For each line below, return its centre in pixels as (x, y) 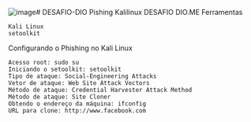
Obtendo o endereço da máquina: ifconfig (77, 104)
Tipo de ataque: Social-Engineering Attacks (82, 76)
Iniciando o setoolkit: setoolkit (65, 69)
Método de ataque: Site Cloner (60, 97)
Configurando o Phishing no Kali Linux (70, 48)
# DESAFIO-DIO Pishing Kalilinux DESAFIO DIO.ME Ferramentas (139, 12)
